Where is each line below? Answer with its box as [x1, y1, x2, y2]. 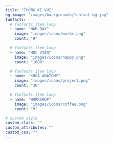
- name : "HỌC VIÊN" [10, 50, 52, 55]
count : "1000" [14, 59, 44, 64]
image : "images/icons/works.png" [14, 31, 86, 36]
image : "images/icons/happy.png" [14, 55, 86, 60]
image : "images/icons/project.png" [14, 78, 91, 83]
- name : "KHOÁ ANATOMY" [10, 74, 60, 79]
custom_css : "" [5, 130, 38, 135]
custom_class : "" [5, 121, 42, 126]
